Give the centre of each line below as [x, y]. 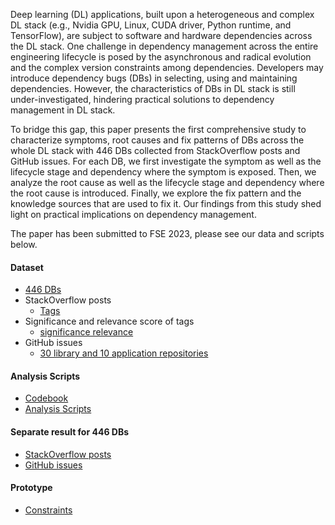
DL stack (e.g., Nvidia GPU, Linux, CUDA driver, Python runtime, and [151, 25]
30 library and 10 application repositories [124, 353]
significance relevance [86, 332]
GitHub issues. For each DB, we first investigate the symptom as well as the [166, 161]
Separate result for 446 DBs [70, 432]
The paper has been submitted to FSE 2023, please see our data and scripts [167, 233]
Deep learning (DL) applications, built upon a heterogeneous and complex [162, 14]
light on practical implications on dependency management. [133, 214]
